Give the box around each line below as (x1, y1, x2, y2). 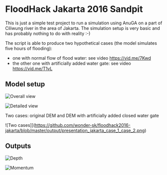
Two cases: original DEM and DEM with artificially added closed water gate (5, 112, 160, 118)
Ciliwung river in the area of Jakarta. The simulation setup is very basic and (5, 25, 161, 31)
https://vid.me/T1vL (12, 66, 53, 72)
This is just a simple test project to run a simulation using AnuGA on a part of (5, 20, 163, 26)
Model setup (5, 80, 45, 88)
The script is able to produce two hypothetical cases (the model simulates (5, 40, 157, 46)
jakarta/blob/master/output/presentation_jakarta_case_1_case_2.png (5, 127, 145, 133)
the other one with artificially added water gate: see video (12, 60, 131, 66)
